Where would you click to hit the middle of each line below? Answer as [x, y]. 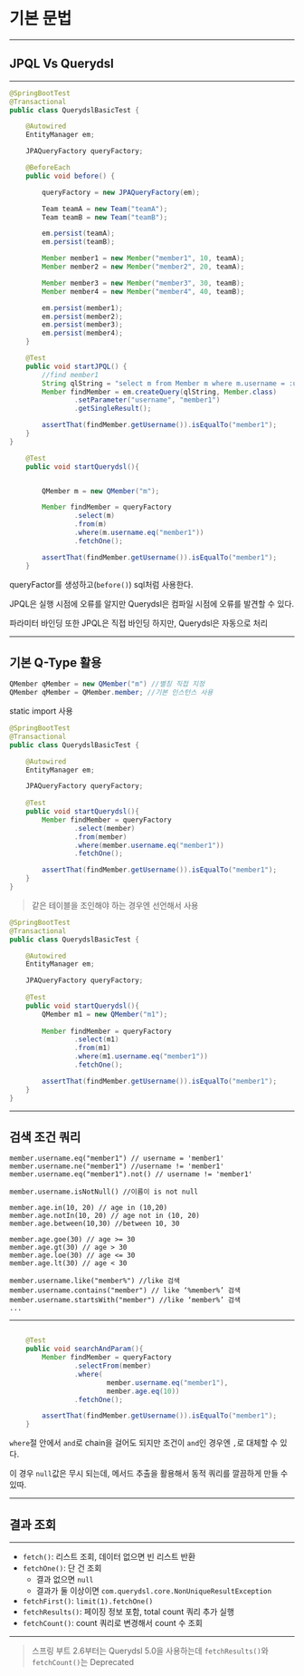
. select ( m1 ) [96, 1039]
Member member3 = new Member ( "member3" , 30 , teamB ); [143, 283]
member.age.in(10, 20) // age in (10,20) [89, 1208]
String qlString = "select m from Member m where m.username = [163, 383]
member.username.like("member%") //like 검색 [95, 1281]
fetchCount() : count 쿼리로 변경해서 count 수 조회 [113, 1622]
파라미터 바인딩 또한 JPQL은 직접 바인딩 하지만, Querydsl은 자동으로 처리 [139, 623]
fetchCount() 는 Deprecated [82, 1661]
